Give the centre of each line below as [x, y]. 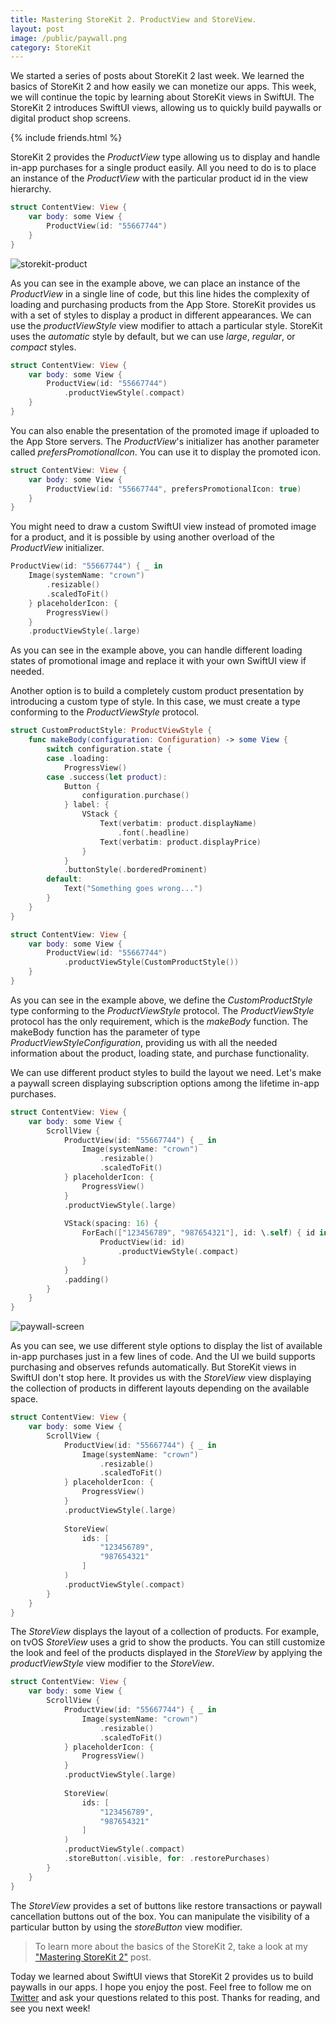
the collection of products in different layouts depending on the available [160, 1388]
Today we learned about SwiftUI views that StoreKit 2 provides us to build [162, 1976]
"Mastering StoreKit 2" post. [93, 1957]
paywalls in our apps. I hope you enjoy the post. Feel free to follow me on [161, 1987]
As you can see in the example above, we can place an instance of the [155, 283]
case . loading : [78, 758]
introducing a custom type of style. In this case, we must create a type [155, 702]
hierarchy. [31, 189]
